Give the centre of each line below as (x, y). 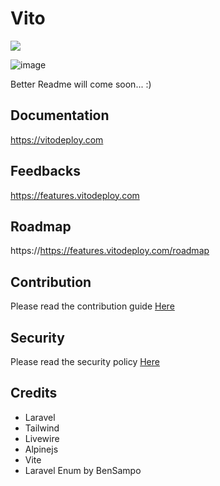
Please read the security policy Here (85, 361)
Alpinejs (41, 449)
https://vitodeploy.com (57, 139)
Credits (34, 393)
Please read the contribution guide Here (92, 306)
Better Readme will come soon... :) (81, 84)
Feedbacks (45, 171)
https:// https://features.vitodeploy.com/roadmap (110, 251)
